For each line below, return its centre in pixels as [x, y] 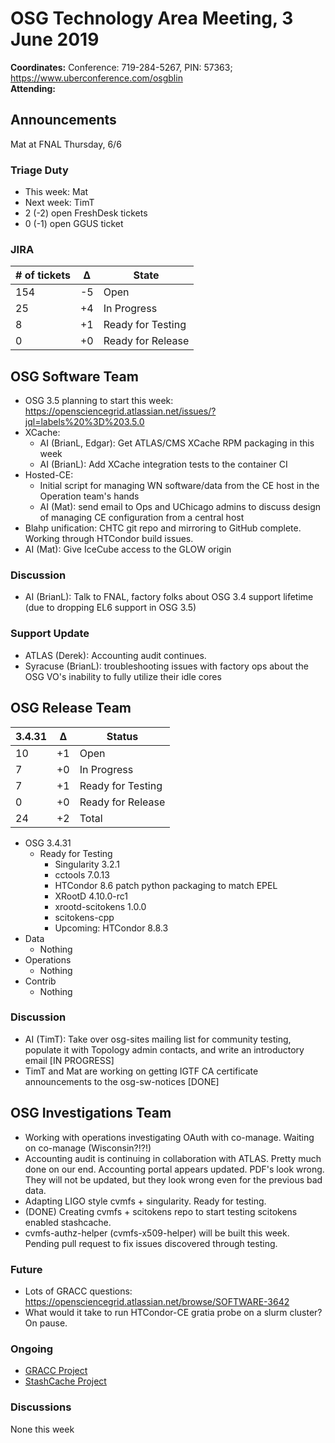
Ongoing [32, 1349]
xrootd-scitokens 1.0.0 [100, 906]
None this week [42, 1429]
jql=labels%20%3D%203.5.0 [84, 422]
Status [122, 736]
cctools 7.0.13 [82, 874]
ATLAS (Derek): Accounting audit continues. [115, 655]
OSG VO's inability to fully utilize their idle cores [123, 676]
